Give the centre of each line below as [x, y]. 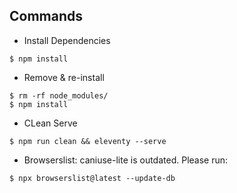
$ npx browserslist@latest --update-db [92, 178]
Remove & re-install [64, 77]
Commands [46, 16]
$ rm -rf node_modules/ [59, 95]
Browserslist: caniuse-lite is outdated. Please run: [126, 160]
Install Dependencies [67, 40]
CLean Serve [50, 123]
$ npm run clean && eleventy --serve [88, 141]
